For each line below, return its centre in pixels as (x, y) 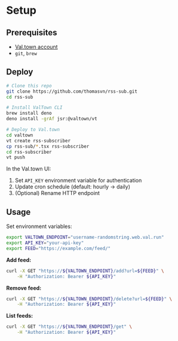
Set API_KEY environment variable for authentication (78, 181)
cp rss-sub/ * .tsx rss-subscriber (48, 146)
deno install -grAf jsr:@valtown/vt (52, 119)
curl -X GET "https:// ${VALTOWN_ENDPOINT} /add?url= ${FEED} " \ (85, 271)
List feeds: (20, 316)
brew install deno (29, 113)
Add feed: (19, 260)
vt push (16, 157)
